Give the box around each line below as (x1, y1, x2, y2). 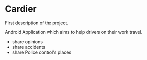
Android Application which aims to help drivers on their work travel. (5, 29, 143, 35)
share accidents (12, 44, 46, 50)
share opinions (12, 38, 43, 45)
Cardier (5, 3, 37, 15)
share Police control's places (12, 49, 72, 55)
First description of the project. (5, 20, 68, 26)
